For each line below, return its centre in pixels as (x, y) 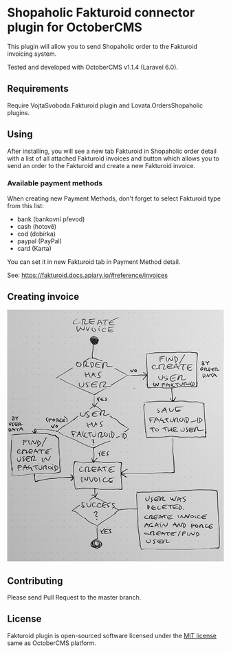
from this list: (26, 205)
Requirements (38, 89)
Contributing (35, 581)
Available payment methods (55, 183)
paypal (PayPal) (39, 241)
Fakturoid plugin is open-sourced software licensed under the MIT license (112, 635)
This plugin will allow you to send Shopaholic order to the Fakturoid (102, 46)
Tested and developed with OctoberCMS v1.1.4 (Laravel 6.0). (93, 67)
